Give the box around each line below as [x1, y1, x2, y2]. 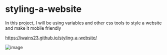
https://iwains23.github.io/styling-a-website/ [5, 35, 97, 41]
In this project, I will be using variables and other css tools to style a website [5, 20, 162, 26]
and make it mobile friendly [5, 25, 61, 31]
